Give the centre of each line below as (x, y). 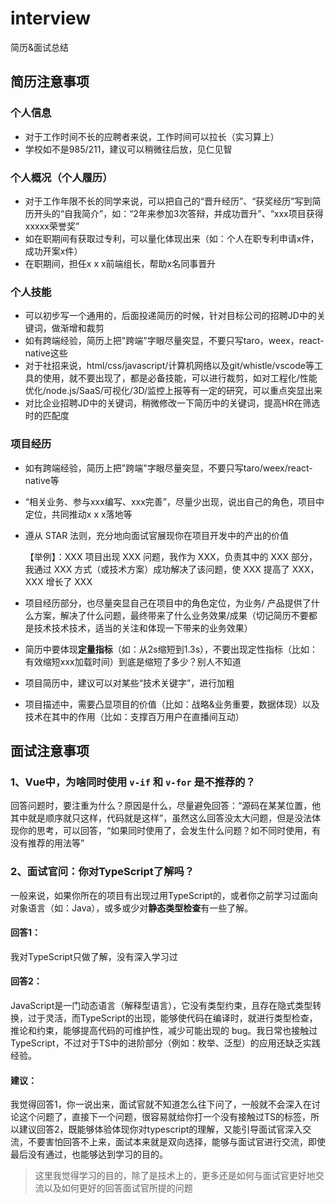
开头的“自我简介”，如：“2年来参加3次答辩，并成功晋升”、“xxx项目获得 (178, 213)
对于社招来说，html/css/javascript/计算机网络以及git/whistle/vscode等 (169, 366)
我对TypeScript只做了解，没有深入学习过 (94, 956)
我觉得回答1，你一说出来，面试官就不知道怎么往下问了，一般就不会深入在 (161, 1104)
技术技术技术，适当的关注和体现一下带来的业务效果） (143, 628)
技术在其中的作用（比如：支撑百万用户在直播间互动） (134, 716)
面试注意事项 (50, 750)
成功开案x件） (53, 251)
